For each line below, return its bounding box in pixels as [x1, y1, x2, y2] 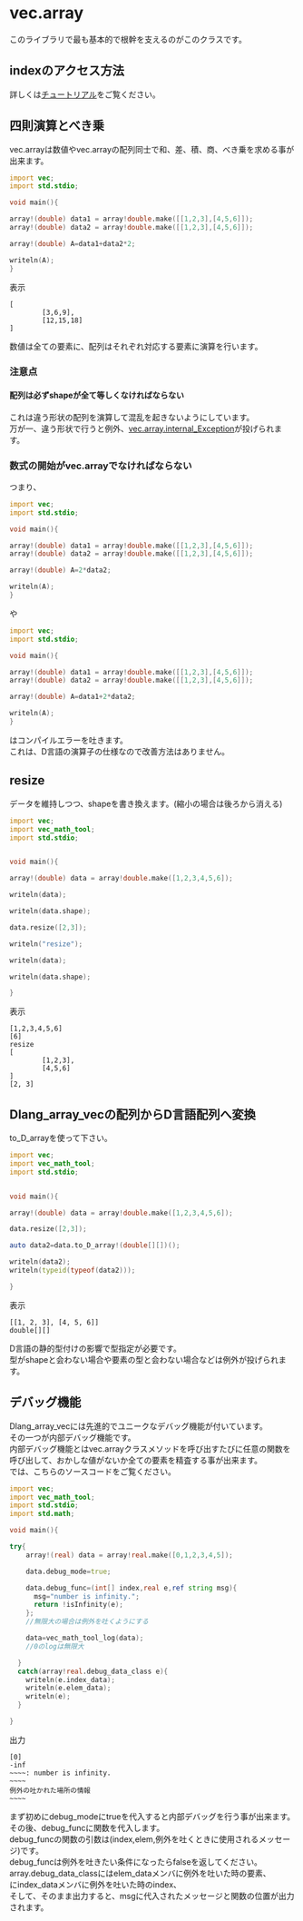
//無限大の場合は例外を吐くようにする [25, 1617, 150, 1627]
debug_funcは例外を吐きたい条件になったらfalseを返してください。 [9, 1856, 263, 1867]
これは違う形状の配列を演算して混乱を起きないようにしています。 [9, 411, 255, 422]
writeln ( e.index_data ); [25, 1675, 116, 1684]
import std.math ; [9, 1510, 75, 1519]
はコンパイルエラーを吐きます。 [9, 734, 129, 745]
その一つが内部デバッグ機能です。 [9, 1432, 136, 1443]
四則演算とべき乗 [9, 118, 104, 133]
